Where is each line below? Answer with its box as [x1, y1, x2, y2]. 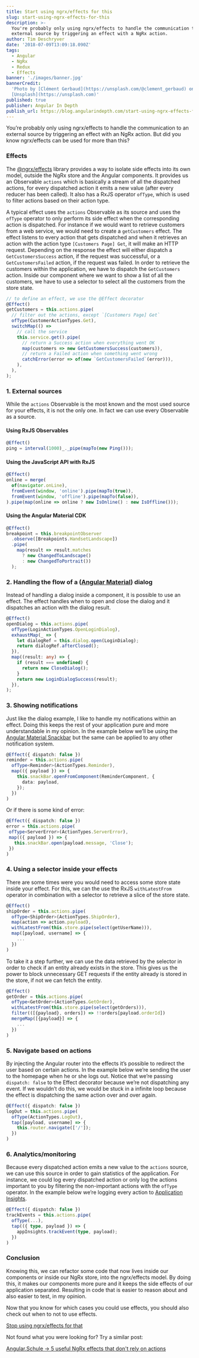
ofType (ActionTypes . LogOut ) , [11, 1114, 84, 1120]
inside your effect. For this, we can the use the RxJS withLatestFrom [6, 885, 172, 892]
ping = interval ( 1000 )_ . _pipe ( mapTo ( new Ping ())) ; [6, 446, 134, 451]
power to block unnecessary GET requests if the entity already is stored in [6, 970, 188, 977]
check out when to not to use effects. [6, 1310, 98, 1318]
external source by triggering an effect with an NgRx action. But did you [6, 131, 181, 138]
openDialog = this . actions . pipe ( [6, 621, 89, 627]
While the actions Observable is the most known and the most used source [6, 400, 190, 408]
